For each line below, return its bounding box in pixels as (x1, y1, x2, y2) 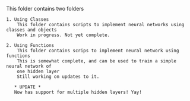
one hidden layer (17, 68, 60, 74)
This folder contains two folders (6, 5, 84, 12)
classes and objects (6, 27, 58, 33)
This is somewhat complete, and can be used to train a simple (17, 58, 177, 64)
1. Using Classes (6, 17, 49, 23)
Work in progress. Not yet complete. (17, 32, 110, 38)
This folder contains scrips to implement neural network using (17, 48, 179, 53)
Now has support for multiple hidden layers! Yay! (14, 89, 142, 95)
